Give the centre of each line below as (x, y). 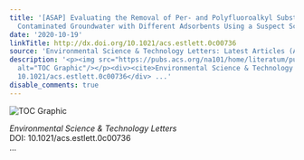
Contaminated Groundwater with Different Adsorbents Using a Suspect (151, 26)
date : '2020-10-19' (46, 34)
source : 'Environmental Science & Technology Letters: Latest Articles (147, 52)
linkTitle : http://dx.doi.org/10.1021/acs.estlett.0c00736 (123, 43)
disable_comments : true (54, 85)
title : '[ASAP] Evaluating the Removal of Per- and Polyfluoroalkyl (141, 18)
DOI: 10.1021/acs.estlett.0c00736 (70, 137)
